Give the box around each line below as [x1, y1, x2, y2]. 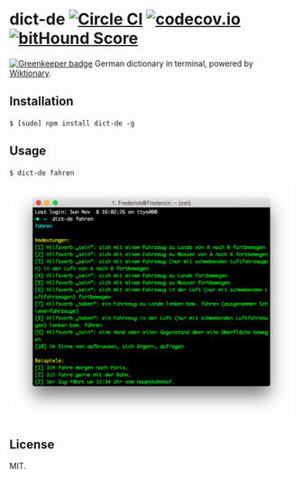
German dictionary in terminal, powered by [94, 58, 254, 69]
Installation [9, 94, 74, 109]
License [9, 437, 55, 452]
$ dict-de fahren [9, 168, 75, 178]
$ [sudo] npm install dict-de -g [9, 118, 135, 128]
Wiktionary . [9, 68, 52, 78]
